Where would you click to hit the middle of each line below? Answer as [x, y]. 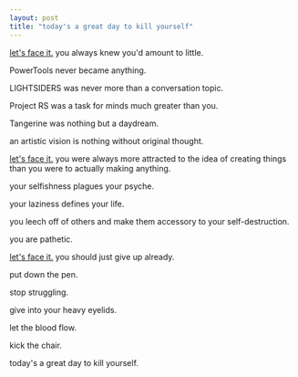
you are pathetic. [41, 239]
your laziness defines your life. [67, 204]
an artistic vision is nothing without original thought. [107, 141]
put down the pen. [44, 274]
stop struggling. [39, 292]
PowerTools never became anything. [78, 70]
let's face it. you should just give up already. [92, 257]
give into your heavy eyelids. [63, 309]
